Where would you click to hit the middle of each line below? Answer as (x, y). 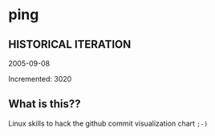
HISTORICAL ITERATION (70, 44)
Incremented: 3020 (40, 79)
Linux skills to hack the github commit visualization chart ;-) (108, 123)
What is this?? (45, 104)
